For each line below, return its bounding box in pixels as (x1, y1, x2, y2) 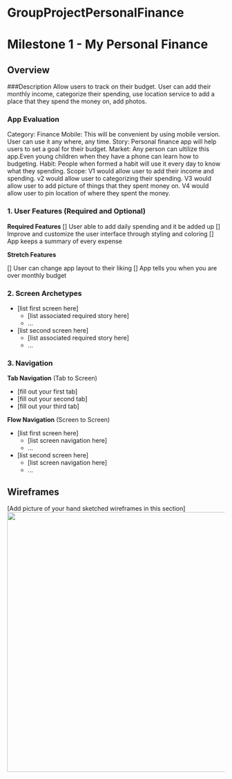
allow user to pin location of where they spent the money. (7, 189, 171, 198)
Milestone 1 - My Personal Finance (7, 37, 209, 53)
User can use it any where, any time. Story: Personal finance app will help (7, 137, 217, 146)
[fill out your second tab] (17, 395, 88, 403)
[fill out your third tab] (17, 402, 79, 410)
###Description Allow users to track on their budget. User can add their (7, 82, 211, 91)
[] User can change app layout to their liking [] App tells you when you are (7, 263, 217, 272)
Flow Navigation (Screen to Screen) (7, 416, 110, 424)
